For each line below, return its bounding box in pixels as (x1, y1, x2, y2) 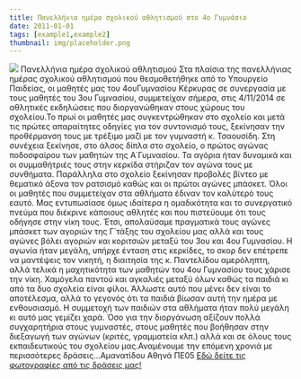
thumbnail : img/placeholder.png (9, 38, 130, 48)
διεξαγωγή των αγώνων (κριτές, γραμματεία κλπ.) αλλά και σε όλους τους (9, 331, 292, 342)
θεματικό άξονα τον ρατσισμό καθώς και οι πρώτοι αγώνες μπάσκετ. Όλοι (9, 179, 288, 189)
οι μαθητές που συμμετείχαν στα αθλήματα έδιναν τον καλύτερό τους (9, 188, 274, 198)
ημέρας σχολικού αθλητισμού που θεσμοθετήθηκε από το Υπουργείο (9, 74, 268, 84)
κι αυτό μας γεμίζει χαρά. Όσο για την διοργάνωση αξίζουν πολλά (9, 312, 261, 323)
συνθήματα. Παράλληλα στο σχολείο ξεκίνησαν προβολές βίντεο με (9, 169, 269, 180)
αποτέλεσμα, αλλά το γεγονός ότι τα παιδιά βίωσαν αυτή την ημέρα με (9, 293, 279, 304)
